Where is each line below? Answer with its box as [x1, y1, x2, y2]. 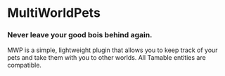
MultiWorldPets [7, 5, 101, 21]
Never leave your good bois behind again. [7, 30, 153, 40]
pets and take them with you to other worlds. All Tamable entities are [7, 53, 206, 62]
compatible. [7, 61, 42, 70]
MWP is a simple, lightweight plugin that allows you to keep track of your [7, 46, 218, 54]
